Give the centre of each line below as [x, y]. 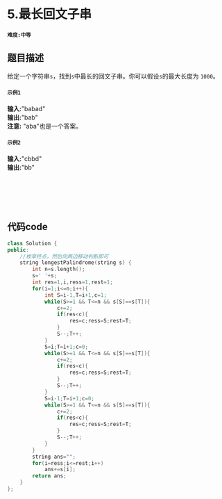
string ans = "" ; [54, 457]
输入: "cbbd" [25, 158]
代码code [27, 227]
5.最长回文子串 [50, 14]
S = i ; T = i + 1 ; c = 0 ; [66, 347]
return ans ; [50, 476]
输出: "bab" [23, 117]
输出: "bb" [21, 167]
